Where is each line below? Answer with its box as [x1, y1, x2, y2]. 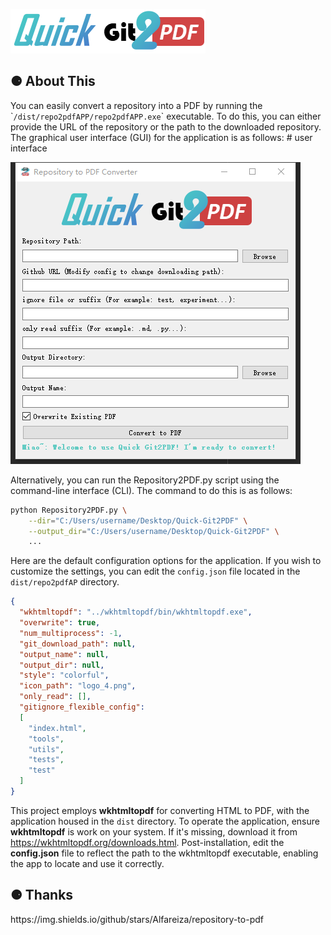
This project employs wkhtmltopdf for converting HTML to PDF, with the [10, 804, 310, 816]
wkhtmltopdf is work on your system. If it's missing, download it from [10, 825, 298, 838]
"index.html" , [28, 723, 87, 733]
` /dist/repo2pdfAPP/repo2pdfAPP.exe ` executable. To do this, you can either [10, 110, 322, 122]
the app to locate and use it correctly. [10, 857, 165, 869]
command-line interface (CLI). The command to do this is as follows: [10, 484, 293, 496]
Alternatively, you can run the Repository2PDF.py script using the [10, 474, 280, 486]
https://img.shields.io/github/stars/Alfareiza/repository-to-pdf [10, 913, 264, 925]
